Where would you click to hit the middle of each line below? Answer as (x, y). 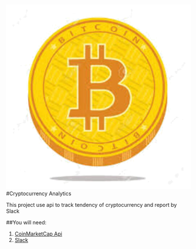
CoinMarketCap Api (38, 234)
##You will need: (26, 222)
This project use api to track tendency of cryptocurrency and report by (92, 205)
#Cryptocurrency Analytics (39, 193)
